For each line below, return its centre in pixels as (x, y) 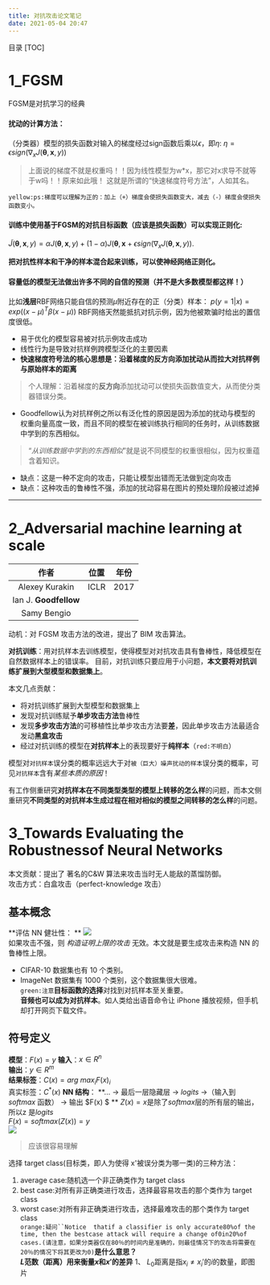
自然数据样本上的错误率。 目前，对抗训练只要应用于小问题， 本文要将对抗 (129, 661)
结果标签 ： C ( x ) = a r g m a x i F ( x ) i (59, 1081)
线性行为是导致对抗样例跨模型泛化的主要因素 (94, 349)
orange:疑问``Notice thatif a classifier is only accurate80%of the (137, 1227)
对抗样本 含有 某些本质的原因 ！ (63, 773)
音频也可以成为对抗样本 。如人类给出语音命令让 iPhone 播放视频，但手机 (139, 1000)
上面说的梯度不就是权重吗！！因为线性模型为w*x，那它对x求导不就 (139, 171)
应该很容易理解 (53, 1146)
